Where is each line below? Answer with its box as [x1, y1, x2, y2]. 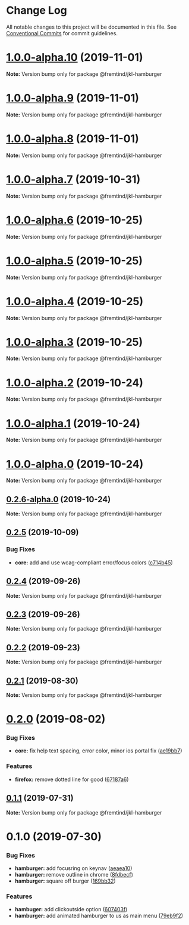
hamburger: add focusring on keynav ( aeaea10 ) [14, 865, 133, 872]
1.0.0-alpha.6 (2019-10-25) [6, 213, 143, 227]
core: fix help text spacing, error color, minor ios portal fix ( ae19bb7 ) [14, 747, 182, 754]
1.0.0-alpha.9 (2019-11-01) [6, 91, 140, 105]
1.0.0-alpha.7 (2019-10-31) [6, 173, 141, 186]
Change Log [6, 4, 67, 17]
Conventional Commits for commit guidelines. [6, 29, 118, 36]
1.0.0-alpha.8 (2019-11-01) [6, 132, 139, 145]
